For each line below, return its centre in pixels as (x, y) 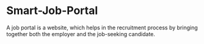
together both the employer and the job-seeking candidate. (81, 34)
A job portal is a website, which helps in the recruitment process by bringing (102, 28)
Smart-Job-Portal (52, 11)
